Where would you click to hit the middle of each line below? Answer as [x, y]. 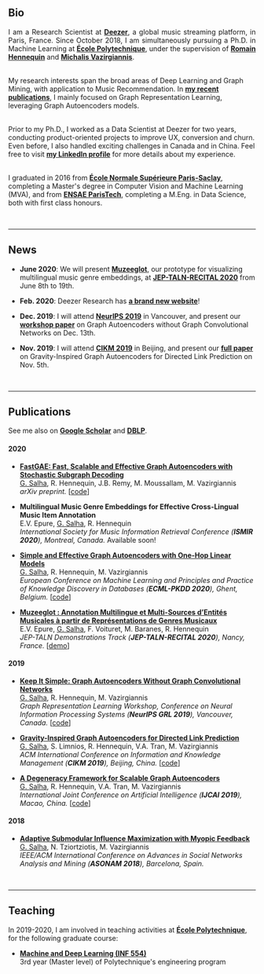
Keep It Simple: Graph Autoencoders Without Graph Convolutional [130, 681]
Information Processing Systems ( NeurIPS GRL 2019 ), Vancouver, [126, 714]
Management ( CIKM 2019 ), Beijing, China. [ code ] [100, 763]
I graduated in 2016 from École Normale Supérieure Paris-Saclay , [115, 178]
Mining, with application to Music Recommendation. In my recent [114, 89]
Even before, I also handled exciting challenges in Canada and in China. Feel [132, 145]
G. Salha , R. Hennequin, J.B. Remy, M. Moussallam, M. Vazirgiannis [128, 483]
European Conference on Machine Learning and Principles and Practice [136, 580]
